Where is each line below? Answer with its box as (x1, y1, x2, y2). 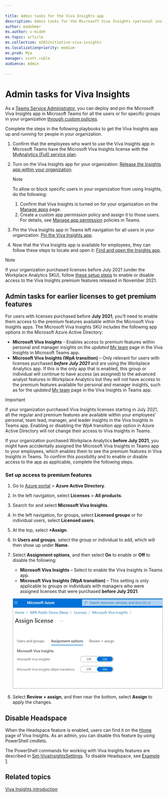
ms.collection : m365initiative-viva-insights (5, 40, 101, 45)
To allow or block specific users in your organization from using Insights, (12, 186, 162, 192)
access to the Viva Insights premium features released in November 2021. (5, 277, 157, 283)
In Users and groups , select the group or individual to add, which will (12, 537, 155, 543)
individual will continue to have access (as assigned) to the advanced (12, 371, 156, 377)
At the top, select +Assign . (12, 527, 68, 533)
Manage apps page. (19, 207, 61, 213)
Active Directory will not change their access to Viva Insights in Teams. (5, 428, 151, 434)
